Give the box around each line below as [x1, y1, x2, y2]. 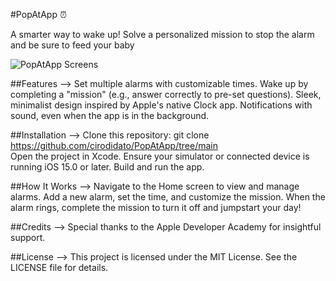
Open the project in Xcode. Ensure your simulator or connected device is [10, 150, 310, 162]
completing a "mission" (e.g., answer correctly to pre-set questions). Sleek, [10, 89, 322, 100]
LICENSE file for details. [10, 262, 109, 273]
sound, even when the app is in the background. [10, 110, 210, 121]
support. [10, 232, 46, 243]
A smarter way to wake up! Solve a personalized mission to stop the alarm [10, 29, 315, 40]
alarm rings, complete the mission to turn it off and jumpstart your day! [10, 202, 302, 213]
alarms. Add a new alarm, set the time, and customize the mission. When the [10, 191, 326, 203]
